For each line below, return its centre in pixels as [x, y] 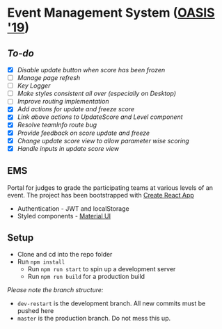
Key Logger [34, 86]
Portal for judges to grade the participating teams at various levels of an [110, 187]
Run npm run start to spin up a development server [102, 269]
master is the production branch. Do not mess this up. [94, 319]
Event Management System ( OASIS [111, 13]
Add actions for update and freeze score [76, 109]
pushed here [35, 311]
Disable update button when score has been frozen [91, 70]
